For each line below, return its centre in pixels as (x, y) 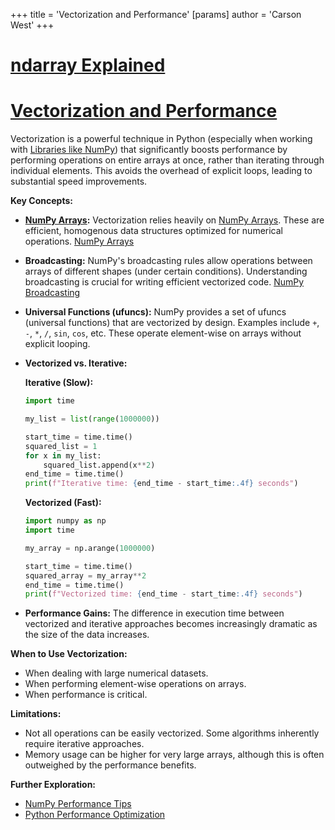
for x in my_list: (63, 455)
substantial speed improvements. (79, 181)
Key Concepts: (41, 201)
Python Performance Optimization (95, 815)
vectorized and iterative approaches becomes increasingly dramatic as (171, 624)
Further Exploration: (53, 785)
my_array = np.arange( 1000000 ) (90, 548)
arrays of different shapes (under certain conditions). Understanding (166, 271)
